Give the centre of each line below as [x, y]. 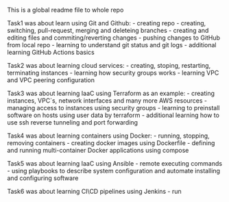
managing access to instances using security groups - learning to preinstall [113, 108]
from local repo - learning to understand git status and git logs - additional [112, 45]
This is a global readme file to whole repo [65, 10]
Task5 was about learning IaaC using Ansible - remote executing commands [115, 163]
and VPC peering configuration [51, 80]
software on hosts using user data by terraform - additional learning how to [113, 115]
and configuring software [43, 178]
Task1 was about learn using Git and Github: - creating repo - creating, [107, 23]
